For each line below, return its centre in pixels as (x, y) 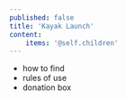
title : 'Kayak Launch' (52, 26)
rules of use (45, 78)
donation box (47, 87)
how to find (43, 68)
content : (26, 34)
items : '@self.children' (72, 43)
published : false (42, 18)
